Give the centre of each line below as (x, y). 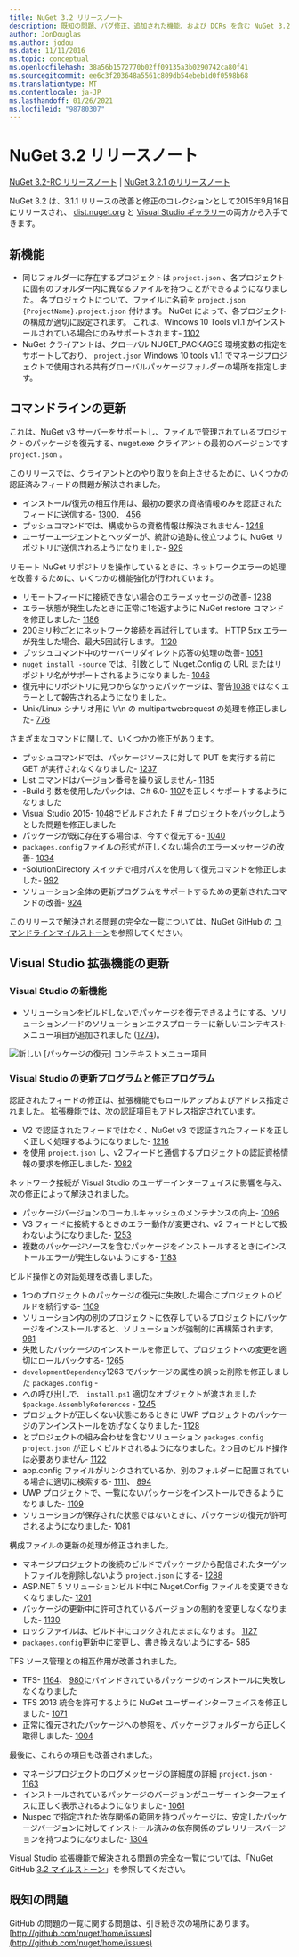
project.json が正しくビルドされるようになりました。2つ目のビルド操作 (155, 1447)
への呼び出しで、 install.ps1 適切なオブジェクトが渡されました (140, 1394)
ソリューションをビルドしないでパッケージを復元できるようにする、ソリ (154, 1012)
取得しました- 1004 (57, 1736)
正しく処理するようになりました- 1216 (99, 1141)
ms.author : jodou (41, 42)
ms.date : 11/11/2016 (48, 51)
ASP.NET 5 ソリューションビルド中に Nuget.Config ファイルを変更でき (152, 1586)
